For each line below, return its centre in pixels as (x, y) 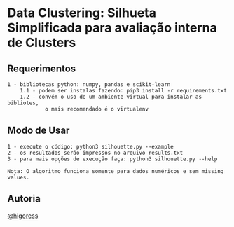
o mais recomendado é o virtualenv (97, 109)
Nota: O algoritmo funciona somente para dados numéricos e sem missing (116, 171)
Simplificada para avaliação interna (112, 28)
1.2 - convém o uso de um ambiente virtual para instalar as (111, 97)
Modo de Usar (39, 131)
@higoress (23, 216)
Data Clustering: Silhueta (82, 13)
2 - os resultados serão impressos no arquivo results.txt (95, 153)
